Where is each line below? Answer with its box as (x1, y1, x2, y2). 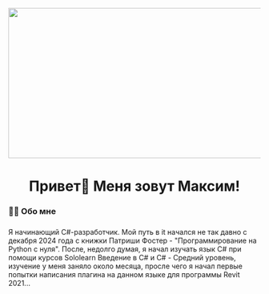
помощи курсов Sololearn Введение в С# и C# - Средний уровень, (8, 253, 236, 263)
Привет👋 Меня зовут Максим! (29, 177, 240, 195)
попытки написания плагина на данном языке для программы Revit (8, 270, 240, 280)
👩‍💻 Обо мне (8, 206, 57, 217)
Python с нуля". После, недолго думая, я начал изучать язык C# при (8, 244, 242, 254)
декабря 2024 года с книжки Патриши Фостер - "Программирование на (8, 236, 258, 246)
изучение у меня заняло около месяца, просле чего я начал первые (8, 261, 243, 271)
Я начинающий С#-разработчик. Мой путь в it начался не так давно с (8, 228, 247, 237)
